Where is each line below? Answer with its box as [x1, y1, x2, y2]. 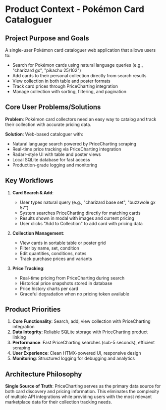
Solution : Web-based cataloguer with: [5, 131, 83, 137]
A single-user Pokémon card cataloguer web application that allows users [5, 47, 156, 53]
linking [12, 334, 26, 340]
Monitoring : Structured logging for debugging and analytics [12, 355, 135, 362]
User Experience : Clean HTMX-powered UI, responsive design [12, 350, 141, 356]
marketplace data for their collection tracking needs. [5, 399, 112, 405]
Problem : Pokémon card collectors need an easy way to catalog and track [5, 116, 157, 122]
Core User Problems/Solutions [5, 103, 101, 112]
